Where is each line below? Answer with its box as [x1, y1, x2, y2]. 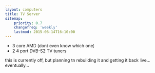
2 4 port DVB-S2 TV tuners [12, 48, 67, 54]
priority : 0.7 [14, 20, 42, 26]
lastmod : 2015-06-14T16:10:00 [14, 29, 76, 34]
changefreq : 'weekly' [14, 25, 58, 30]
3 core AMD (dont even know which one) [12, 43, 95, 48]
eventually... [5, 62, 29, 68]
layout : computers [5, 7, 42, 12]
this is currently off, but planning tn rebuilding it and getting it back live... [5, 58, 151, 63]
